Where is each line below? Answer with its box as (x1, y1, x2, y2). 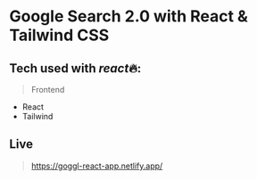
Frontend (30, 85, 65, 94)
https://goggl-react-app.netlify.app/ (30, 160, 163, 171)
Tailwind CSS (9, 25, 110, 45)
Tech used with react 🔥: (9, 61, 142, 76)
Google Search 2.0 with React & (9, 6, 248, 27)
